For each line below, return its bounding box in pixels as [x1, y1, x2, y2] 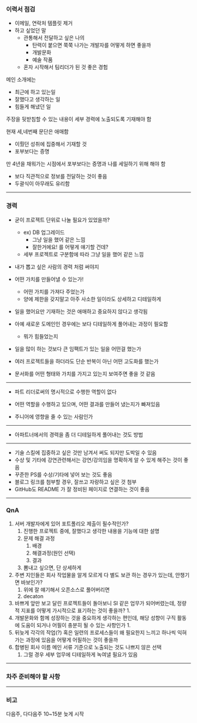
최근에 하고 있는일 [14, 89, 56, 96]
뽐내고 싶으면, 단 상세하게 [23, 564, 82, 571]
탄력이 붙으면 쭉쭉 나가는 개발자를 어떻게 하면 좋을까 [32, 42, 151, 49]
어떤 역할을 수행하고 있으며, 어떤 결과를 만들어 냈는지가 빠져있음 [14, 400, 160, 408]
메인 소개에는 [6, 76, 36, 83]
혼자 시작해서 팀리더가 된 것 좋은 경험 [23, 63, 108, 71]
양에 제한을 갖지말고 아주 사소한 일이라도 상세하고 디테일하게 [23, 295, 161, 303]
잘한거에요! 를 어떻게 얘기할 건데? [32, 243, 108, 250]
